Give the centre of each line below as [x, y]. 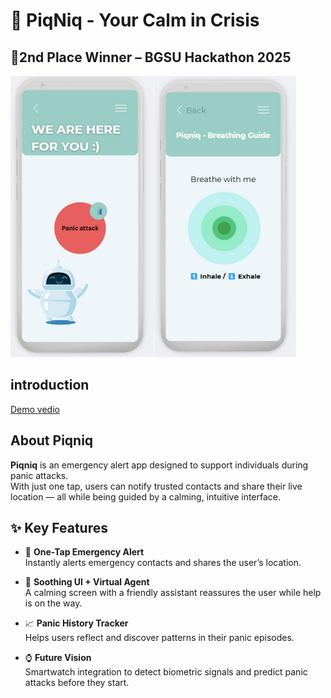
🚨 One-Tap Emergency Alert [84, 552]
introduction [50, 385]
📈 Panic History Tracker [76, 623]
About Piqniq [52, 440]
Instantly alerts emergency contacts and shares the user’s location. [163, 563]
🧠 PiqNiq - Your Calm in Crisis [135, 20]
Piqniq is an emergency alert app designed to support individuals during [159, 465]
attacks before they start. [77, 683]
